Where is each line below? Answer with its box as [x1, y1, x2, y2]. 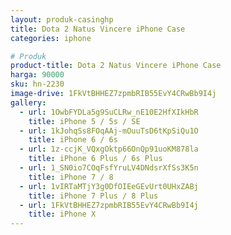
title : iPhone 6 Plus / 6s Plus [28, 154, 163, 164]
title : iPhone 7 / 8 [28, 172, 114, 182]
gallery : [10, 97, 47, 108]
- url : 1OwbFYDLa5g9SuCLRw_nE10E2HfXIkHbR [19, 107, 199, 117]
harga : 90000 [10, 70, 65, 80]
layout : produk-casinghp [10, 14, 114, 25]
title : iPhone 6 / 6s [28, 135, 118, 145]
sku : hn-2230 [10, 79, 65, 90]
